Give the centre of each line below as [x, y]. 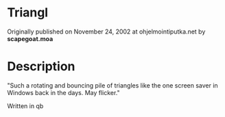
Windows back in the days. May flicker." [63, 92]
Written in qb [25, 106]
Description [41, 67]
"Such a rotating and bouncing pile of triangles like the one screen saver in [113, 85]
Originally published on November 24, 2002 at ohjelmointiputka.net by [106, 31]
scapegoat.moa [30, 38]
